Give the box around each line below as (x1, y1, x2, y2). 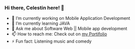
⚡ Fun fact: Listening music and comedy (11, 38, 92, 44)
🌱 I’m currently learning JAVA (11, 20, 70, 26)
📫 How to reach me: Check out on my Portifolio (11, 31, 107, 37)
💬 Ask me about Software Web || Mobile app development (11, 26, 128, 32)
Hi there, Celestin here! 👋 (4, 4, 65, 11)
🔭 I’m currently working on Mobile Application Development (11, 16, 130, 21)
